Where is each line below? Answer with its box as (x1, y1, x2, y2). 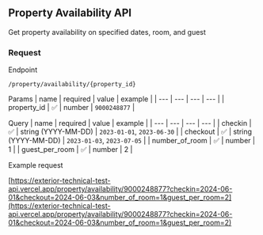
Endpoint (8, 65, 38, 74)
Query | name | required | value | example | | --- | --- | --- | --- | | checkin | (8, 119, 252, 128)
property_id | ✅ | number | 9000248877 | (8, 103, 135, 112)
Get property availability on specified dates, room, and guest (8, 27, 206, 36)
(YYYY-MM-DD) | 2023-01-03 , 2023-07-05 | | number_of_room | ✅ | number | (8, 136, 256, 146)
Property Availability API (8, 6, 132, 20)
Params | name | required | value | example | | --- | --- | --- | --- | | (8, 94, 224, 104)
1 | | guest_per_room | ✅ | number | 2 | (8, 145, 133, 154)
